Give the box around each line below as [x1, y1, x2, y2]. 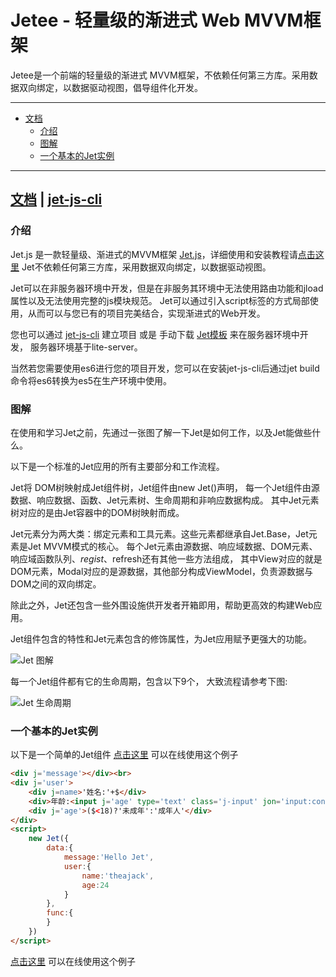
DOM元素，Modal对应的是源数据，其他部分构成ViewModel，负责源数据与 [10, 565, 313, 577]
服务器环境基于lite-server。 [29, 341, 143, 353]
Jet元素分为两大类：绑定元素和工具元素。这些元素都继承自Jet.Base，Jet [10, 527, 309, 540]
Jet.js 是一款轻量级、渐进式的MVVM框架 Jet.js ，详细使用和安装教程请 [10, 248, 298, 260]
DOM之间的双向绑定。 [10, 577, 102, 590]
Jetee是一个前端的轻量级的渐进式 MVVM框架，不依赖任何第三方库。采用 [10, 69, 310, 81]
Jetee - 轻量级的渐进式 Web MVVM [10, 9, 304, 32]
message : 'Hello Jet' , [63, 852, 155, 863]
